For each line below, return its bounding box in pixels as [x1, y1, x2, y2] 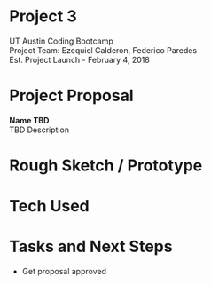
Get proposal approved [21, 266, 106, 277]
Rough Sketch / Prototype [9, 155, 203, 176]
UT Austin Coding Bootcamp [9, 36, 113, 46]
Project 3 [9, 6, 77, 27]
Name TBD [9, 115, 50, 125]
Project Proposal [9, 86, 135, 106]
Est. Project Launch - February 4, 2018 [9, 54, 151, 65]
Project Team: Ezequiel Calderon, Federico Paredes [9, 44, 198, 55]
